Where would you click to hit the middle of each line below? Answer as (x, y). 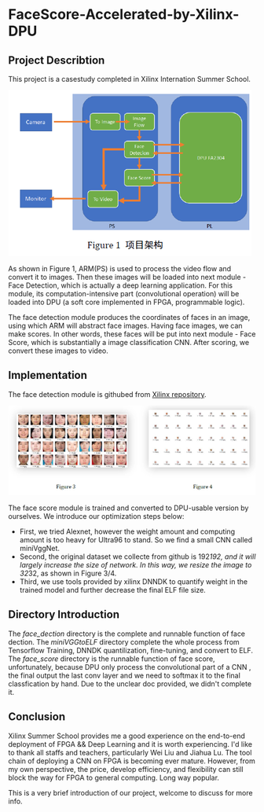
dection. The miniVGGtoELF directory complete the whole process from (124, 641)
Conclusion (37, 717)
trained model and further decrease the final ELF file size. (112, 590)
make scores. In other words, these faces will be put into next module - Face (132, 334)
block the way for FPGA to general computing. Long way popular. (114, 777)
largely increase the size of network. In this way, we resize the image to (136, 564)
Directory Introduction (64, 615)
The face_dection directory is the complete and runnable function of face (127, 634)
